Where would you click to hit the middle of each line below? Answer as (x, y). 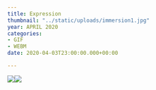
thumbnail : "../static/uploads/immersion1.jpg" (79, 20)
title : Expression (34, 14)
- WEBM (17, 46)
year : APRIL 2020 (33, 27)
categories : (25, 33)
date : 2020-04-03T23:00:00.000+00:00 (63, 53)
